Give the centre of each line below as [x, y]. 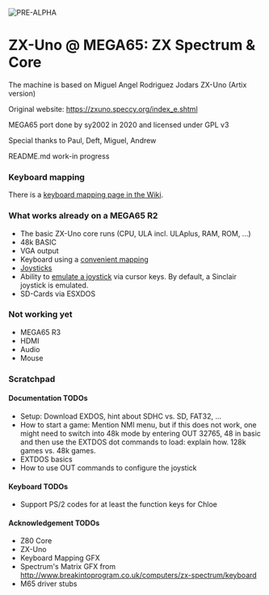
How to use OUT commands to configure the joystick [108, 467]
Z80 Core [36, 541]
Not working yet [40, 314]
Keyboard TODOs [38, 487]
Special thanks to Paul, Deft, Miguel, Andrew [82, 140]
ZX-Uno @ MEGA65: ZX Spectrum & [132, 45]
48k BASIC [38, 242]
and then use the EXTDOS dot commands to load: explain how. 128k [133, 442]
